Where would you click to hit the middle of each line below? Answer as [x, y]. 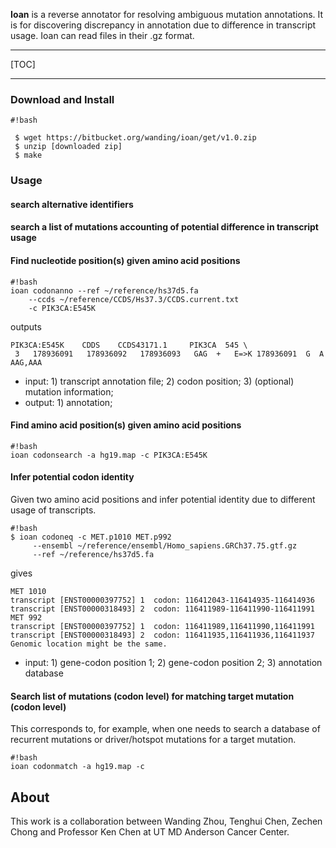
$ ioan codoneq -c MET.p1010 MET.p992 [91, 537]
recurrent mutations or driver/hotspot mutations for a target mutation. [153, 740]
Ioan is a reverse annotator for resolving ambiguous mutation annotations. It [167, 14]
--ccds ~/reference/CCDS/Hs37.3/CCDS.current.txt [134, 299]
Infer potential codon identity [72, 477]
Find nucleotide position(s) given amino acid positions [125, 260]
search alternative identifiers [72, 204]
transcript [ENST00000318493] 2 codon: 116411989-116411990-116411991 [162, 609]
